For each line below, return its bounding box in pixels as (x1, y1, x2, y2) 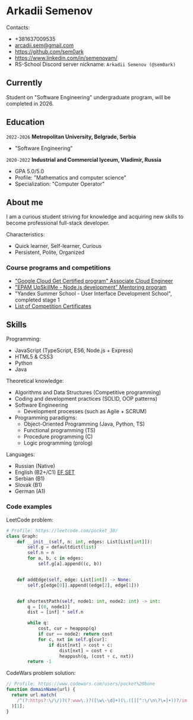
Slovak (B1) (14, 482, 43, 489)
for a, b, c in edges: (27, 555, 84, 561)
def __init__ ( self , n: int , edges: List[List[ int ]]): (17, 539, 153, 545)
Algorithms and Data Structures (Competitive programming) (14, 389, 162, 396)
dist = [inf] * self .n (27, 609, 84, 615)
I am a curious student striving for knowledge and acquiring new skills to (6, 213, 184, 221)
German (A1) (14, 488, 46, 495)
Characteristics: (6, 231, 45, 238)
